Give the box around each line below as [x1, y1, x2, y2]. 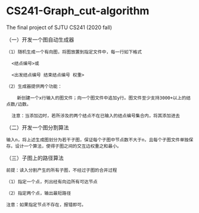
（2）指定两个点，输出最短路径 [6, 190, 71, 196]
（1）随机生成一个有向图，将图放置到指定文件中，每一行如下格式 [6, 49, 142, 55]
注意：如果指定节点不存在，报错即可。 [6, 202, 86, 208]
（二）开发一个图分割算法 [6, 123, 69, 131]
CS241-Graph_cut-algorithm [6, 4, 150, 18]
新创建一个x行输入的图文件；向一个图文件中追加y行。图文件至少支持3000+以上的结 [17, 95, 191, 101]
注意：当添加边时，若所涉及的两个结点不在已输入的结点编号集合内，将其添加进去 [11, 113, 181, 119]
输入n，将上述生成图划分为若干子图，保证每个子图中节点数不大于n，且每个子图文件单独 [6, 136, 189, 143]
